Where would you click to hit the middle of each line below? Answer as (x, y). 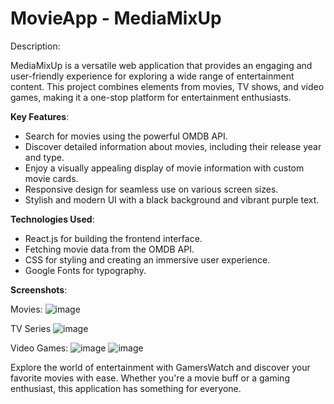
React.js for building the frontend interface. (113, 238)
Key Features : (40, 116)
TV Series (31, 328)
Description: (35, 46)
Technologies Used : (52, 219)
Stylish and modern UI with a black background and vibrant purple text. (172, 199)
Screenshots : (39, 289)
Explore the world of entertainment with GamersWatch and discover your (160, 367)
